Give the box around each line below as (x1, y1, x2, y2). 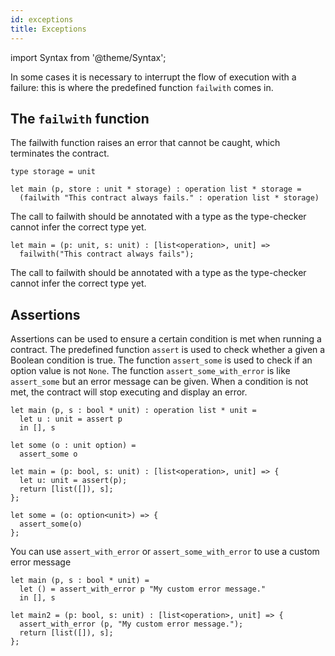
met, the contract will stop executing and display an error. (10, 386, 248, 398)
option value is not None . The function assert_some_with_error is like (10, 365, 291, 377)
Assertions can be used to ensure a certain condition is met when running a (10, 333, 322, 345)
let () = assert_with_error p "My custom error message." (19, 584, 267, 595)
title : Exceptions (10, 24, 87, 34)
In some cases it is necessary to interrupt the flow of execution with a (10, 71, 297, 83)
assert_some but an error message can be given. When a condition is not (10, 376, 309, 388)
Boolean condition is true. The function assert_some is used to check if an (10, 354, 313, 366)
